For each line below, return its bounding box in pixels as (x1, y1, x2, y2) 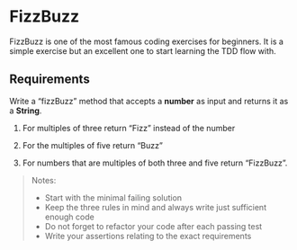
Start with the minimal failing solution (44, 192, 183, 203)
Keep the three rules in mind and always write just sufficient (44, 201, 267, 212)
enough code (44, 211, 94, 222)
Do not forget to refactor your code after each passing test (44, 220, 263, 231)
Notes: (31, 174, 57, 185)
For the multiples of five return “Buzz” (22, 139, 164, 150)
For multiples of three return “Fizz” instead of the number (22, 122, 236, 133)
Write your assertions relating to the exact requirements (44, 230, 252, 241)
